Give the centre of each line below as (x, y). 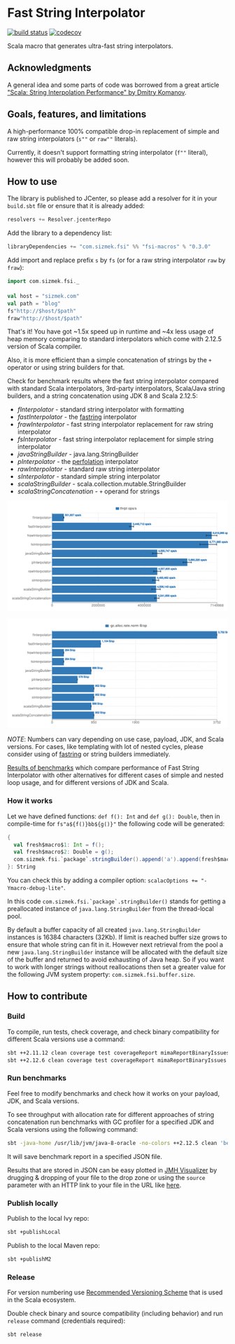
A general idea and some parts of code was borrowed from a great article (113, 85)
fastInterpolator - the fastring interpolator (77, 417)
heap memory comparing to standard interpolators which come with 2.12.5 (114, 339)
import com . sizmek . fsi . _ (43, 282)
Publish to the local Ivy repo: (48, 1218)
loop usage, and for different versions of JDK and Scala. (88, 783)
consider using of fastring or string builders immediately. (89, 754)
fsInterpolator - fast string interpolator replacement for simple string (115, 439)
